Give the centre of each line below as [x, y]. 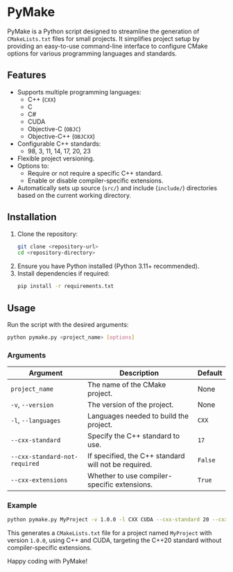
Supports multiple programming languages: [79, 92]
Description [139, 373]
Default [210, 373]
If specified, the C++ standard [136, 456]
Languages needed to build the [138, 416]
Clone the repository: [48, 234]
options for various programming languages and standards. [92, 53]
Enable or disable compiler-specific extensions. [95, 180]
